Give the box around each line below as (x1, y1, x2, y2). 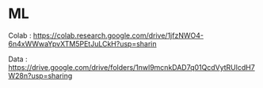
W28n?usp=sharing (8, 71, 73, 80)
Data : (8, 54, 28, 64)
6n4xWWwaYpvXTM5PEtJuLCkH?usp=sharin (8, 38, 157, 48)
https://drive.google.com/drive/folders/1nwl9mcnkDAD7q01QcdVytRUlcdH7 (8, 62, 255, 71)
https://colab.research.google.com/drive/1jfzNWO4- (32, 31, 204, 40)
